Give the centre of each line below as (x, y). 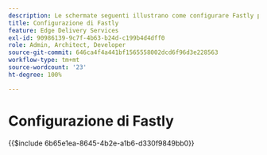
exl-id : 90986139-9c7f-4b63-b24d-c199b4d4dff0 (87, 38)
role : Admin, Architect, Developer (67, 45)
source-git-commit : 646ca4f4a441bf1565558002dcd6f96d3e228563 (113, 52)
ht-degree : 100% (35, 75)
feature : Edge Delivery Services (64, 30)
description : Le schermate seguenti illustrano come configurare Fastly (131, 15)
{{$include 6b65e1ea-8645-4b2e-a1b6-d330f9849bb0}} (101, 143)
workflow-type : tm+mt (44, 60)
